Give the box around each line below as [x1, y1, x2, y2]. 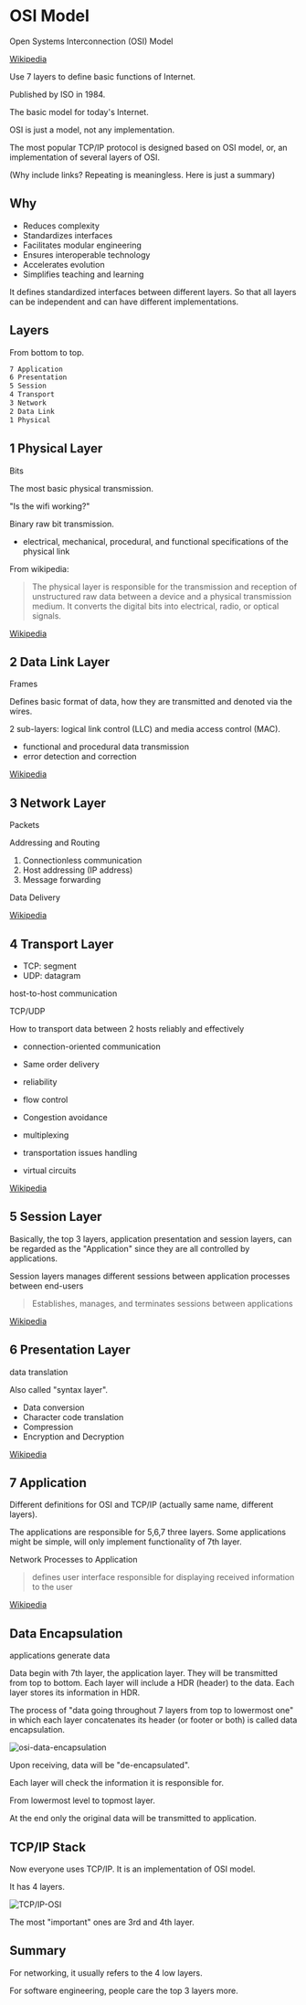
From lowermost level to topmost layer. [9, 1795, 155, 1806]
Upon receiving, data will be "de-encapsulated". [9, 1760, 190, 1771]
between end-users [9, 1280, 84, 1291]
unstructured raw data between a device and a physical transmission [31, 590, 292, 601]
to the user [31, 1582, 73, 1593]
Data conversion [22, 1402, 85, 1413]
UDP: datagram [22, 970, 81, 981]
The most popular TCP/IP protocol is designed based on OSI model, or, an [9, 142, 288, 153]
